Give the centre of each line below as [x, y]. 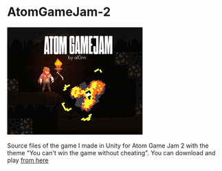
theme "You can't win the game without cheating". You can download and [111, 152]
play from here [28, 160]
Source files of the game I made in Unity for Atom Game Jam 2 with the [108, 146]
